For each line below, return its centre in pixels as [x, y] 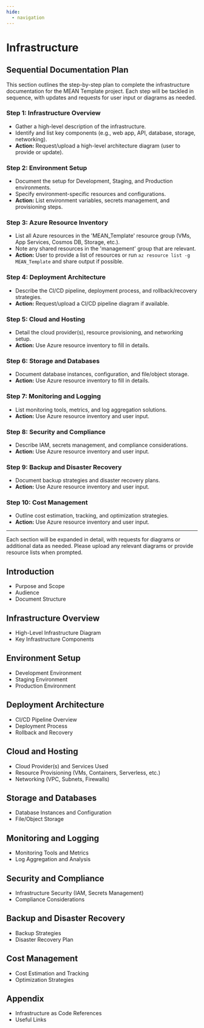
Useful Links [31, 1020]
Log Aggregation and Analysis [53, 859]
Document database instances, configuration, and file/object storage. [102, 374]
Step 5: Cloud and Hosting [46, 319]
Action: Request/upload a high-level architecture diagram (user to [98, 146]
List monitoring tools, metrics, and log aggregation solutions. [91, 410]
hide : [13, 12]
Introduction [30, 571]
